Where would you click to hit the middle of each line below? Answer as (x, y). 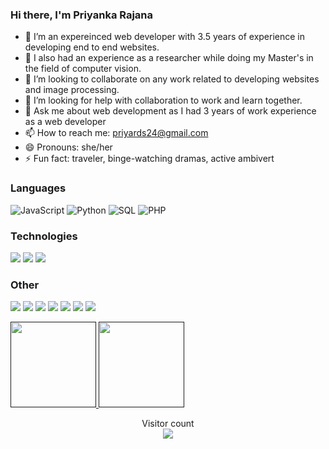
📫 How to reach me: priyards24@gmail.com (116, 133)
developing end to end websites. (92, 47)
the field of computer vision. (83, 69)
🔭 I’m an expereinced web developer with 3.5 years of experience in (165, 37)
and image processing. (72, 90)
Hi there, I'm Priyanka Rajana (82, 15)
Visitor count (168, 424)
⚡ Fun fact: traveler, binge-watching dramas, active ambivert (149, 159)
